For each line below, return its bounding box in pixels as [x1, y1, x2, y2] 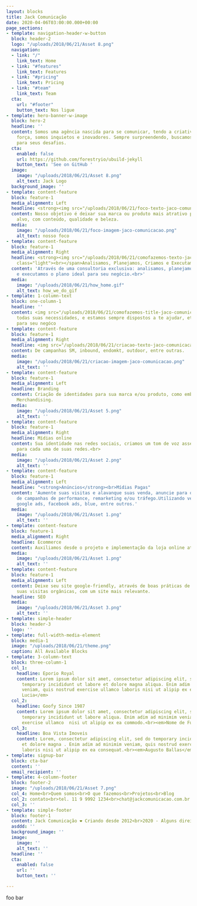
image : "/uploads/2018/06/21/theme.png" [11, 643, 111, 649]
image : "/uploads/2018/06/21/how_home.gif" [16, 282, 125, 288]
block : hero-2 [11, 118, 46, 124]
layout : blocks [6, 8, 43, 15]
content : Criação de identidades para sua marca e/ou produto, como [11, 392, 182, 398]
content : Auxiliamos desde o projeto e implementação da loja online [11, 545, 185, 551]
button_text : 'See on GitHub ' [16, 162, 93, 168]
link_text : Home [16, 58, 57, 64]
